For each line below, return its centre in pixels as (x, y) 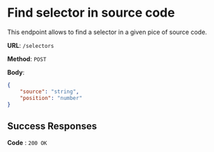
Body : (16, 72)
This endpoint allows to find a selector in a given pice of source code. (107, 32)
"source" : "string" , (49, 92)
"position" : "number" (51, 98)
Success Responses (52, 126)
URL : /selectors (31, 45)
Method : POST (27, 59)
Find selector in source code (91, 13)
